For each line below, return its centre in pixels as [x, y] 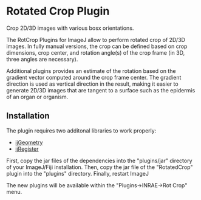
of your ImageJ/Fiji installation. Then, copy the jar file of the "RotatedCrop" [100, 167]
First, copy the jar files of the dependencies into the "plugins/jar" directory [99, 160]
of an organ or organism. [37, 97]
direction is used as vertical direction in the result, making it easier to [92, 84]
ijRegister [27, 149]
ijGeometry [29, 142]
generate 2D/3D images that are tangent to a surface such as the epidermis [101, 90]
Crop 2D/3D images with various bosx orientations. [70, 28]
